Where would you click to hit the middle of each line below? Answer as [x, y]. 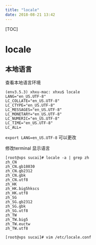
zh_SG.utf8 [17, 211]
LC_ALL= [13, 127]
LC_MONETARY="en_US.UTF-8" [34, 114]
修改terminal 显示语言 [28, 148]
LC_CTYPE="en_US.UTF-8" [30, 105]
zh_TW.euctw [18, 224]
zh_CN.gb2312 [19, 171]
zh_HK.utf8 [17, 193]
